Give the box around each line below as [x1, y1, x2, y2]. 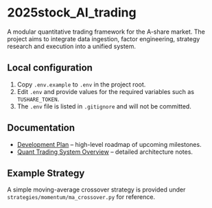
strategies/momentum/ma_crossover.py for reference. [7, 193, 156, 201]
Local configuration [7, 62, 93, 73]
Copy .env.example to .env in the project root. [16, 80, 146, 89]
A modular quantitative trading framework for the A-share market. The [7, 27, 206, 36]
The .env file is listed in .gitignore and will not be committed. [16, 102, 192, 111]
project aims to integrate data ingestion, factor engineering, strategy [7, 34, 200, 43]
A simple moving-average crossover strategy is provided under [7, 185, 186, 194]
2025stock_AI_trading [7, 5, 137, 21]
